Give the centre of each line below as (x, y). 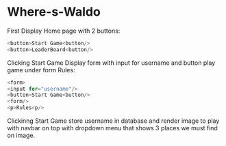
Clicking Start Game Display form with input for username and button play (111, 63)
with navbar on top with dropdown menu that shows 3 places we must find (112, 128)
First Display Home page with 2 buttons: (64, 31)
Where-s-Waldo (54, 12)
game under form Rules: (41, 70)
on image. (21, 135)
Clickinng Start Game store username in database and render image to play (113, 121)
